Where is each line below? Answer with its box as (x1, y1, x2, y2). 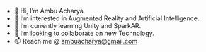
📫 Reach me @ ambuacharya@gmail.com (13, 37, 138, 45)
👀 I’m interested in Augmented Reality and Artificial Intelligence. (13, 14, 200, 22)
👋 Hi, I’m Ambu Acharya (13, 7, 84, 15)
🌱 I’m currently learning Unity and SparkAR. (13, 22, 142, 30)
